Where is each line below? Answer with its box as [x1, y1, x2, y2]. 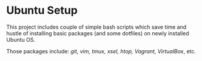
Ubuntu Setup [6, 4, 78, 17]
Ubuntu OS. [6, 36, 36, 43]
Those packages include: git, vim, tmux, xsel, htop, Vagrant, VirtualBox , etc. [6, 47, 196, 54]
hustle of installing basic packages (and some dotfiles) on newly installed [6, 29, 189, 36]
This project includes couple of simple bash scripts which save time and [6, 23, 187, 30]
